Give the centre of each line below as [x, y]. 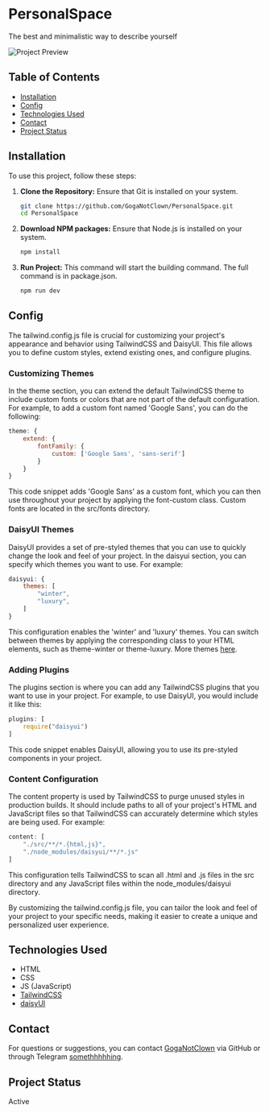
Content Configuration [54, 779]
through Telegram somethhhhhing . [66, 1057]
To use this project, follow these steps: [72, 176]
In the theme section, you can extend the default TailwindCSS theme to [126, 391]
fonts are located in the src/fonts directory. [79, 509]
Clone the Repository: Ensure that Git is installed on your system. [129, 191]
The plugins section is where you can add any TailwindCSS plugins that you [134, 687]
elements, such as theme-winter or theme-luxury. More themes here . [123, 648]
